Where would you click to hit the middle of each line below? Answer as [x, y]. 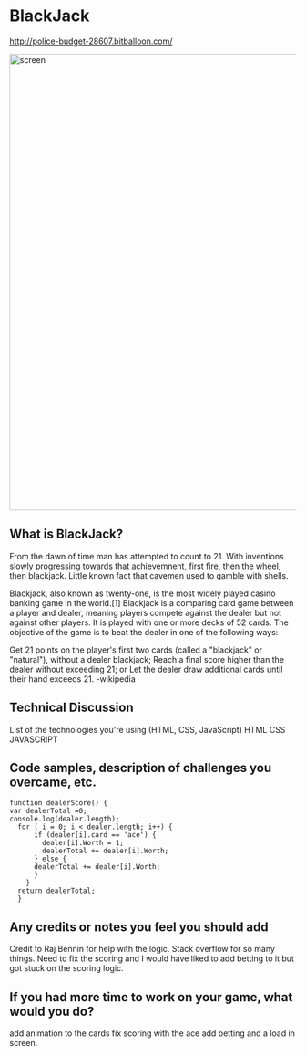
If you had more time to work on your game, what [151, 997]
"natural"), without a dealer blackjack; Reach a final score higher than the [147, 659]
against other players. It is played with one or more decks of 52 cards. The [149, 622]
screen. [24, 1043]
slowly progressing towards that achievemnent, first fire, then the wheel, [145, 566]
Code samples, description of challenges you [141, 768]
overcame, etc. [53, 782]
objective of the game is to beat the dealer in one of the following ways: [144, 632]
